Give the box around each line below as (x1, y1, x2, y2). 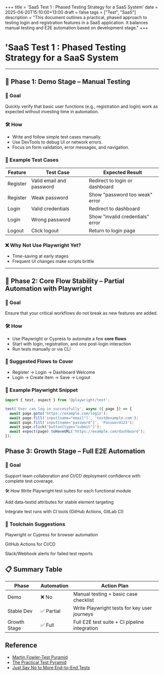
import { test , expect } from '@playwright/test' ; (5, 397, 110, 403)
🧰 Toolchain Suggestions (5, 520, 65, 527)
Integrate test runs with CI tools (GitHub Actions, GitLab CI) (5, 508, 124, 514)
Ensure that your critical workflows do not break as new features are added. (5, 310, 158, 316)
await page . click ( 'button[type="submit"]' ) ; (9, 424, 102, 430)
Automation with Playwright (5, 284, 92, 293)
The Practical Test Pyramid (12, 659, 67, 665)
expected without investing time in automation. (5, 108, 99, 114)
